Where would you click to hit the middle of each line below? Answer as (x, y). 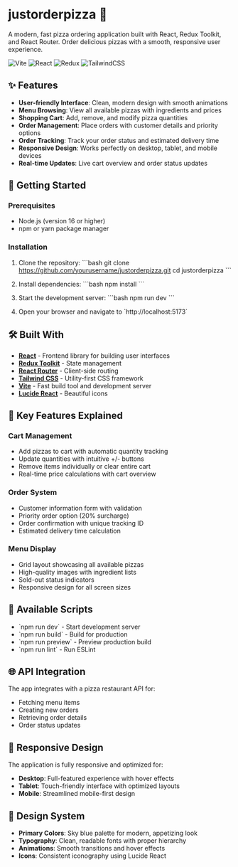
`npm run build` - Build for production (73, 634)
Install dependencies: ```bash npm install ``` (81, 284)
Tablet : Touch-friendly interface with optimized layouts (99, 786)
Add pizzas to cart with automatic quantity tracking (93, 452)
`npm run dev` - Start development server (79, 627)
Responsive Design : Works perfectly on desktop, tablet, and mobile (118, 148)
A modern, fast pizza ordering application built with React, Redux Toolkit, (115, 34)
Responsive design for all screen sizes (74, 587)
